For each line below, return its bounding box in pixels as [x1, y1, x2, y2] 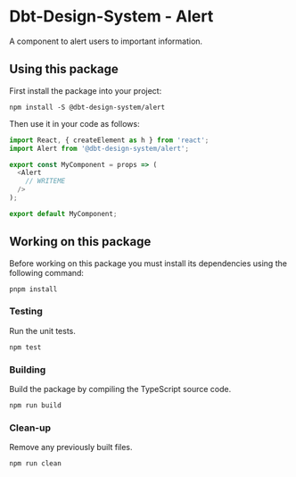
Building [9, 364, 46, 376]
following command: [9, 267, 85, 278]
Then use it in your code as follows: [9, 118, 140, 129]
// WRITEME [25, 177, 66, 186]
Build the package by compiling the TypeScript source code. [9, 384, 232, 395]
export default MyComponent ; [9, 209, 118, 218]
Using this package [9, 62, 119, 77]
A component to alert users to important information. [9, 36, 203, 46]
